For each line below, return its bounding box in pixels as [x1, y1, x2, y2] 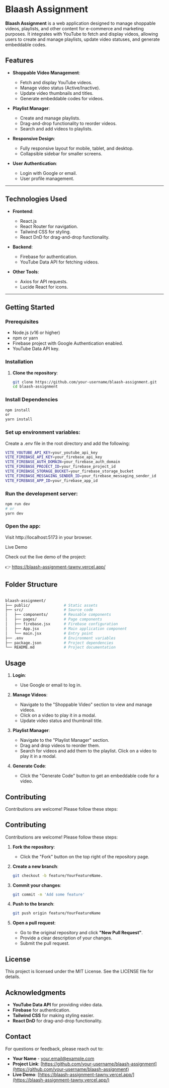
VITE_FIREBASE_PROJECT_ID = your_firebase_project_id [5, 464, 116, 469]
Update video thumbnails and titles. [20, 90, 94, 96]
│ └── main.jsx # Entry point [5, 631, 94, 636]
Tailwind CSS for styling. [20, 228, 71, 235]
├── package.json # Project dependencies [5, 640, 114, 646]
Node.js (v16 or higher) [12, 330, 60, 336]
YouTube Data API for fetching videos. [20, 259, 99, 265]
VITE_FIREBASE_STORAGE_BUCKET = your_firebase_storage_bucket [5, 469, 134, 474]
